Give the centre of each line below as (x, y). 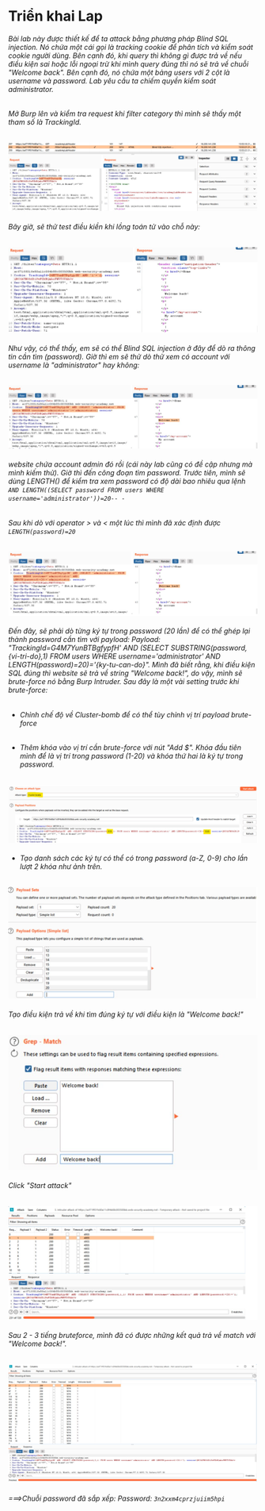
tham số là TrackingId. (45, 122)
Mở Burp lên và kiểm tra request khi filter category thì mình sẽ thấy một (125, 113)
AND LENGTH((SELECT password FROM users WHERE (86, 490)
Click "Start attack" (40, 1185)
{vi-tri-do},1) (28, 656)
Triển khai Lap (55, 16)
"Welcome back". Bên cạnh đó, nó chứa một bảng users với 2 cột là (119, 72)
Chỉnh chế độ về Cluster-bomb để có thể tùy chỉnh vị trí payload (124, 714)
